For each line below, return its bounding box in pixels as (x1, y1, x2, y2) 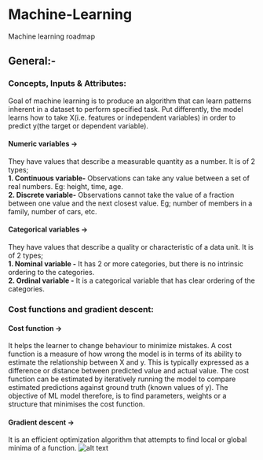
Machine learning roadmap (8, 32, 96, 41)
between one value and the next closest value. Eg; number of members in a (8, 198, 253, 208)
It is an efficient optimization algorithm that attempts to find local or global (8, 435, 247, 444)
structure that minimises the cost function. (8, 399, 145, 409)
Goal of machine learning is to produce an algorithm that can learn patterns (8, 96, 252, 106)
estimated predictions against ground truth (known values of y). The (8, 383, 228, 392)
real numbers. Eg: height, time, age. (8, 181, 123, 191)
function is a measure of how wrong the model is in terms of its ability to (8, 349, 242, 359)
